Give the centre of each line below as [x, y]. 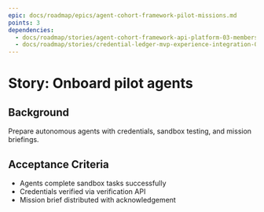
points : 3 [24, 23]
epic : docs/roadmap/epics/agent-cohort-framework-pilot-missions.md [123, 15]
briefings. [24, 140]
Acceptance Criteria [59, 164]
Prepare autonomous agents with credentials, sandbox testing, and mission [130, 131]
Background [38, 112]
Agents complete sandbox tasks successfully [93, 183]
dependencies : [31, 30]
